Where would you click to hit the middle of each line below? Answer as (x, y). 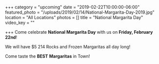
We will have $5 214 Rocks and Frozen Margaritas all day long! (68, 47)
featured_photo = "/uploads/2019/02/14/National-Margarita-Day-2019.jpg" (80, 12)
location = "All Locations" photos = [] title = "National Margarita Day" (74, 17)
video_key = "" (20, 22)
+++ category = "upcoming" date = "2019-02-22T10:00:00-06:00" (72, 7)
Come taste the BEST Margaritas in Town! (48, 56)
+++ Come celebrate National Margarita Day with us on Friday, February (79, 32)
